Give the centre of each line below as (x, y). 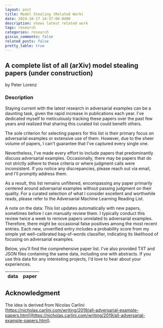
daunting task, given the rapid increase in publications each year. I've (75, 113)
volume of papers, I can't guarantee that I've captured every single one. (77, 143)
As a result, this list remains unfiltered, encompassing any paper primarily (79, 183)
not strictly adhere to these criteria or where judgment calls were (70, 163)
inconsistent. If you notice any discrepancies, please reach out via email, (78, 168)
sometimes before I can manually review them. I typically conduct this (75, 213)
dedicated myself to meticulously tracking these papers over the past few (79, 118)
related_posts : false (27, 41)
